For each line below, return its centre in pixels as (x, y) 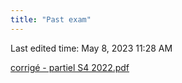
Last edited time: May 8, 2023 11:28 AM (91, 48)
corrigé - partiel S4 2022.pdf (70, 67)
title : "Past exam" (51, 19)
